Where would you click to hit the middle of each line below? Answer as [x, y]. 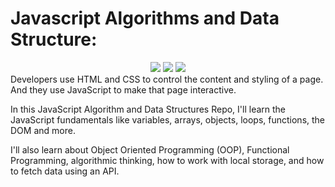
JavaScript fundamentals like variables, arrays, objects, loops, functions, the [168, 119]
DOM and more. [43, 130]
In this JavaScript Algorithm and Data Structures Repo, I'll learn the [148, 109]
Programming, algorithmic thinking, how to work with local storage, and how [167, 160]
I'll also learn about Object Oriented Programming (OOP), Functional [150, 149]
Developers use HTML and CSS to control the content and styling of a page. [167, 79]
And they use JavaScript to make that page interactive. [123, 89]
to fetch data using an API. [65, 171]
